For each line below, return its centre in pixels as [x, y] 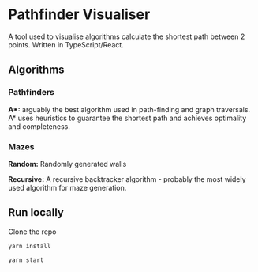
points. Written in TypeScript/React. [66, 44]
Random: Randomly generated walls [67, 164]
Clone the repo [32, 232]
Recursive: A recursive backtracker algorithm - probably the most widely [127, 179]
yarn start [26, 260]
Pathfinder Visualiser [79, 15]
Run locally [36, 212]
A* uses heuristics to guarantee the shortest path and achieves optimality [127, 118]
